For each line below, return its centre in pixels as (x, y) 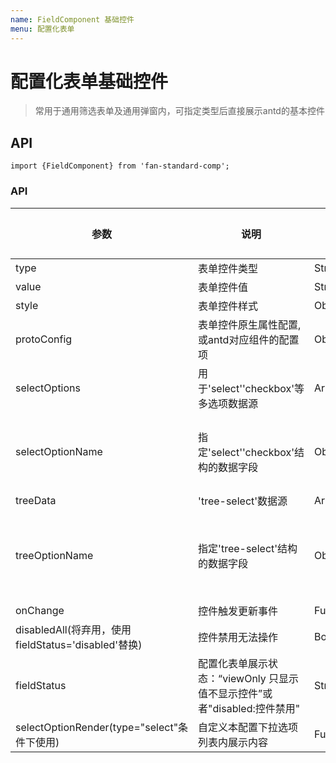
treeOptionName (54, 555)
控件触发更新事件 (238, 611)
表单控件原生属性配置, (250, 324)
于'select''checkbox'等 (251, 388)
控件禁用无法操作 (238, 637)
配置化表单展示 (233, 663)
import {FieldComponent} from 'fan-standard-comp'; (120, 166)
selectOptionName (59, 451)
